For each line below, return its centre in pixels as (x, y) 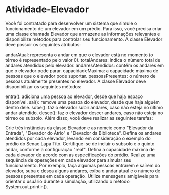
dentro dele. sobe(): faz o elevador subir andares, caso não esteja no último (84, 107)
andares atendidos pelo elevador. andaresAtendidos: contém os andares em (85, 65)
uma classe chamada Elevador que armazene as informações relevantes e (83, 34)
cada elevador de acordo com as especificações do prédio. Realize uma (80, 155)
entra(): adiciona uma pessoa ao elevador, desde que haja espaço (74, 96)
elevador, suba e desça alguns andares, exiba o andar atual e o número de (83, 171)
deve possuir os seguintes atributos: (43, 44)
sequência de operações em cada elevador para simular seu (68, 160)
